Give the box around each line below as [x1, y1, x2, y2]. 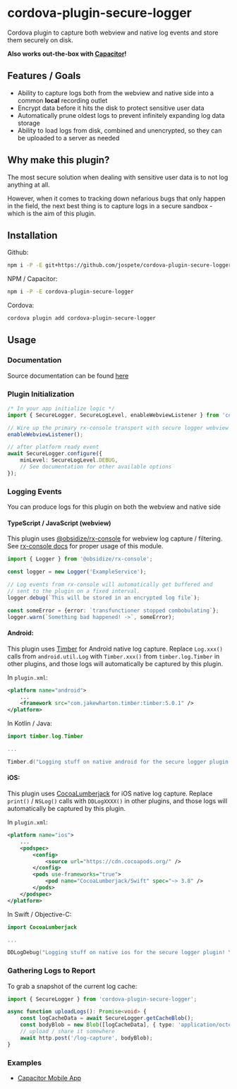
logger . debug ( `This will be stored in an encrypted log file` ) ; [7, 594, 200, 601]
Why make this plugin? [7, 154, 110, 167]
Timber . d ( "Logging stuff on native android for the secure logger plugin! [7, 758, 232, 765]
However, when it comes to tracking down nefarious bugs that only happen [7, 194, 226, 203]
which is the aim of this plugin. [7, 209, 97, 217]
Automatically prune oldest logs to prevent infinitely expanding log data [17, 111, 225, 119]
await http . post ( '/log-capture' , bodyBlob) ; [20, 1034, 153, 1042]
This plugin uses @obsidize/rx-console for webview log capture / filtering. [7, 534, 223, 543]
